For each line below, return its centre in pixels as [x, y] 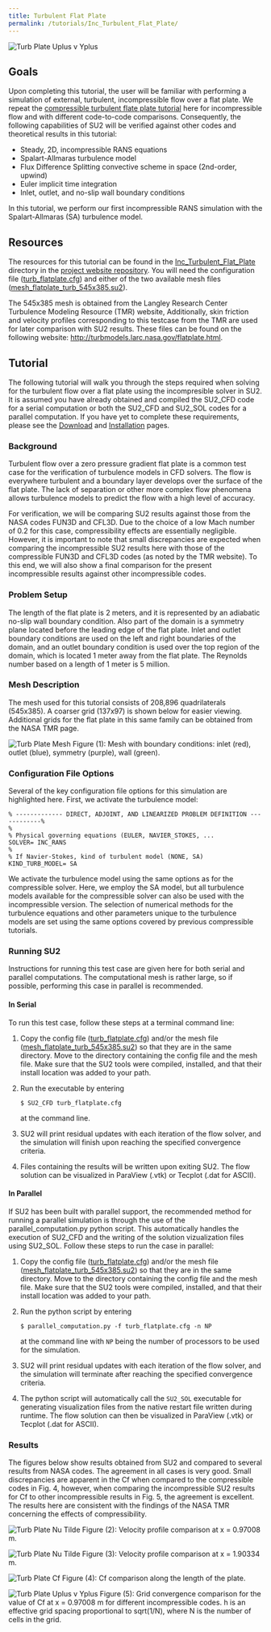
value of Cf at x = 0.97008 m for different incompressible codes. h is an [127, 1603]
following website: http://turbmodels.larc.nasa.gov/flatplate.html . [116, 338]
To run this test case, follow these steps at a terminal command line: [121, 1022]
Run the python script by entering [76, 1311]
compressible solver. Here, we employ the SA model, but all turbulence [126, 888]
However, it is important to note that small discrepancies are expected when [135, 540]
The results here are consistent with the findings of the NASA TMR [119, 1506]
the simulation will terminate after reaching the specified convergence [136, 1373]
